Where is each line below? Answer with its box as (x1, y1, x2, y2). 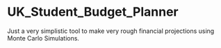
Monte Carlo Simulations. (7, 34, 80, 42)
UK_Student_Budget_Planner (7, 4, 179, 20)
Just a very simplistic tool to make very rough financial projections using (7, 27, 215, 35)
